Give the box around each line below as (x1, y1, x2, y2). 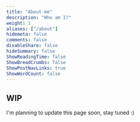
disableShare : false (6, 43, 59, 49)
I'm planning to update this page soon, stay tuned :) (6, 109, 135, 117)
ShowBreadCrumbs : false (6, 59, 66, 65)
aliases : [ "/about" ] (6, 25, 59, 32)
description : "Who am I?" (6, 14, 71, 21)
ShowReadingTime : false (6, 54, 66, 60)
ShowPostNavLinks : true (6, 65, 66, 71)
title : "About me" (6, 8, 52, 15)
